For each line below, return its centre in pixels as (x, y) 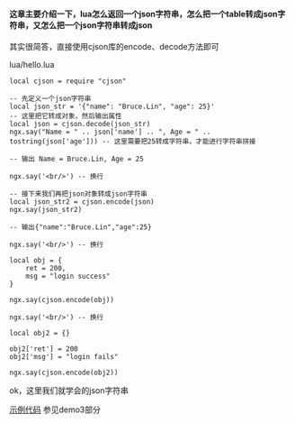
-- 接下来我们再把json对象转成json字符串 (79, 194)
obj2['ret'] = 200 (44, 349)
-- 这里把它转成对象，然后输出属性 (66, 116)
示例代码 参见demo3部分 (55, 409)
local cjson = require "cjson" (68, 81)
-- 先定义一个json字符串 (50, 99)
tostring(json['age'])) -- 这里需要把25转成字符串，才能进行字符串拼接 (133, 142)
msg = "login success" (68, 276)
